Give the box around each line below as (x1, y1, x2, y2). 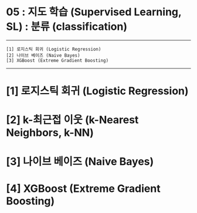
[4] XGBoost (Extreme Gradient (6, 182, 161, 195)
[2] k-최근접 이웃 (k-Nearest (6, 114, 139, 126)
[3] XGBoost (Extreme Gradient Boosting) (6, 57, 109, 63)
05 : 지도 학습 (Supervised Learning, (6, 5, 182, 19)
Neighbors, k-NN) (6, 126, 94, 139)
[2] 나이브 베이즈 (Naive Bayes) (6, 52, 80, 59)
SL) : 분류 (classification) (6, 20, 128, 33)
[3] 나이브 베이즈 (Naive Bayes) (6, 154, 154, 168)
